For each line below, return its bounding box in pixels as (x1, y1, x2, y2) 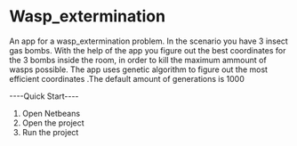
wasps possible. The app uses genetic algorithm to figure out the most (9, 64, 269, 75)
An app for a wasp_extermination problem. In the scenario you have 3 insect (9, 36, 289, 46)
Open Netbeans (21, 108, 81, 118)
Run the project (21, 126, 79, 137)
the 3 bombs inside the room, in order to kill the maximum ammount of (9, 54, 267, 65)
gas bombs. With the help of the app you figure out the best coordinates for (9, 45, 286, 55)
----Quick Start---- (9, 91, 79, 101)
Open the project (21, 118, 84, 128)
